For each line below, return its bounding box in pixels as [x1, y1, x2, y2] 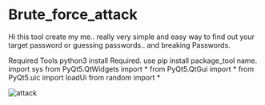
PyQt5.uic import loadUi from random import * [8, 72, 161, 82]
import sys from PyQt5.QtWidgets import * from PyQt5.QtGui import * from [8, 64, 255, 73]
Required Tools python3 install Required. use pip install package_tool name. [8, 56, 258, 65]
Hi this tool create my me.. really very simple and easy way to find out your [8, 32, 255, 41]
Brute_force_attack [8, 6, 138, 24]
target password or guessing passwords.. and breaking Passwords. [8, 40, 231, 49]
